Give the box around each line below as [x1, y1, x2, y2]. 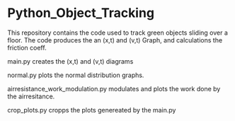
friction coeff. [7, 43, 47, 52]
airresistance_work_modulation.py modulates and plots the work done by [7, 84, 221, 93]
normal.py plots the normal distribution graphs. [7, 71, 144, 79]
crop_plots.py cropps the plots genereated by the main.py [7, 105, 176, 114]
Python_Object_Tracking [7, 5, 154, 21]
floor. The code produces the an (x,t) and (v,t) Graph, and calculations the [7, 35, 223, 44]
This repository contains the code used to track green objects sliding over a [7, 28, 229, 37]
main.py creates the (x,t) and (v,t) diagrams [7, 57, 134, 65]
